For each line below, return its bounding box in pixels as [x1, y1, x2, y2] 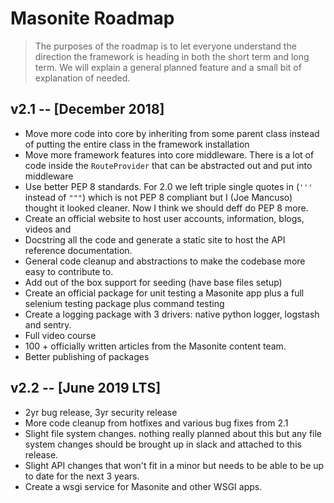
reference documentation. [24, 244, 133, 256]
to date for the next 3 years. [24, 470, 140, 482]
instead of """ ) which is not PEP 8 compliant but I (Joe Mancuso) [24, 191, 293, 203]
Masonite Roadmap [10, 7, 175, 30]
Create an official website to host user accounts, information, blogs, [24, 212, 305, 224]
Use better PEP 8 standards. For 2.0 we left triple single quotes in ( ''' [24, 180, 313, 192]
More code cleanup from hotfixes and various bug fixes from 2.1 [24, 417, 289, 429]
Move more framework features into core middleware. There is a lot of [24, 148, 315, 161]
